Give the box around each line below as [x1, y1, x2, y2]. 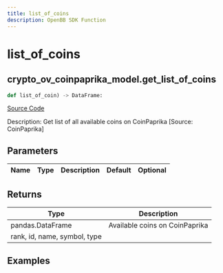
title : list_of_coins [7, 10, 70, 17]
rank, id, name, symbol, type [10, 232, 102, 241]
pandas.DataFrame [10, 221, 72, 230]
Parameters [7, 145, 59, 156]
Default [106, 165, 131, 175]
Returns [7, 188, 43, 200]
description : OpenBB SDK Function [7, 17, 107, 23]
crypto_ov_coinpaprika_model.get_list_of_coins [7, 74, 217, 85]
